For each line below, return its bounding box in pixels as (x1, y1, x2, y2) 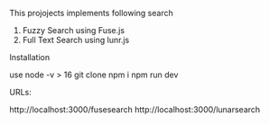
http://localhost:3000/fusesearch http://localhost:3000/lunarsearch (9, 104, 261, 115)
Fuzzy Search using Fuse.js (22, 25, 125, 35)
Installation (9, 52, 51, 62)
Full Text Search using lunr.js (22, 35, 130, 45)
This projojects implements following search (9, 8, 173, 18)
